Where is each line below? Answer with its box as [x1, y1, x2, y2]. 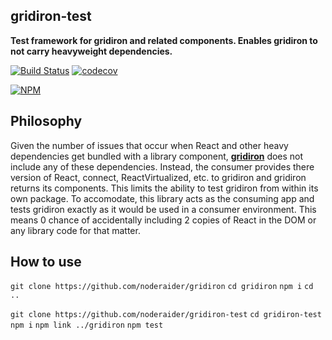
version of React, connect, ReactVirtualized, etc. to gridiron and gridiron [10, 171, 307, 183]
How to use [10, 254, 82, 271]
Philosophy [10, 113, 83, 130]
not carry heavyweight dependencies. [10, 45, 173, 57]
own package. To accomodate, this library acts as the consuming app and [10, 192, 315, 204]
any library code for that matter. [10, 224, 141, 236]
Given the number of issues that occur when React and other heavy [10, 139, 289, 151]
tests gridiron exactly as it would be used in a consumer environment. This [10, 203, 317, 215]
